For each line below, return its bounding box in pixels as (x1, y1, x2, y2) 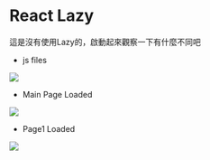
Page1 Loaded (22, 123, 76, 134)
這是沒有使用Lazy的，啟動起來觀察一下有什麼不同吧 (9, 36, 201, 47)
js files (22, 54, 48, 65)
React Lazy (9, 5, 95, 26)
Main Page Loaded (22, 89, 93, 99)
